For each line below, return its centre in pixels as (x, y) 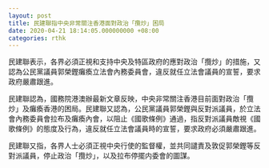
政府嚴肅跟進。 (33, 82)
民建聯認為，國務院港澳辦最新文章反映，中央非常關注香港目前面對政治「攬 (131, 99)
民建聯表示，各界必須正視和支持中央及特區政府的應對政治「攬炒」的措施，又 (134, 62)
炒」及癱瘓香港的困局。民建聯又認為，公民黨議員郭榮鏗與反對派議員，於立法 (134, 109)
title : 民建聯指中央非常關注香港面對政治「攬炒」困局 (86, 23)
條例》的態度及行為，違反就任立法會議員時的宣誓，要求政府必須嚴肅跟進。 (138, 129)
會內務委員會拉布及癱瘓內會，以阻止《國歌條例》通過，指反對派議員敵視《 (131, 119)
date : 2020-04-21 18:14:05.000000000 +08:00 (84, 30)
